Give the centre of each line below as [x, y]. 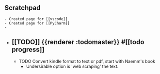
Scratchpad [23, 8]
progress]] [28, 50]
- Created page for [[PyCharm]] [37, 23]
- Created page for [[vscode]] [36, 19]
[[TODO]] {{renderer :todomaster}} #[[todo [78, 42]
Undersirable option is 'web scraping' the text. [72, 66]
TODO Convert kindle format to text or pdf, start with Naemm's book [87, 61]
